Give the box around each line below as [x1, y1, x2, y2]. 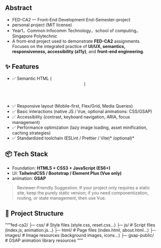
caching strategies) [12, 130, 51, 136]
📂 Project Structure [5, 209, 64, 217]
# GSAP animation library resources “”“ [5, 237, 83, 244]
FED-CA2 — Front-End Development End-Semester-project [12, 16, 131, 22]
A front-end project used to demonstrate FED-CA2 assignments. [12, 38, 141, 44]
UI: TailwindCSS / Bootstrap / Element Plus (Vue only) [12, 170, 122, 176]
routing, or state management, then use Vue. [16, 195, 106, 201]
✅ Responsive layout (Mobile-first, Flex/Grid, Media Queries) [12, 103, 133, 108]
